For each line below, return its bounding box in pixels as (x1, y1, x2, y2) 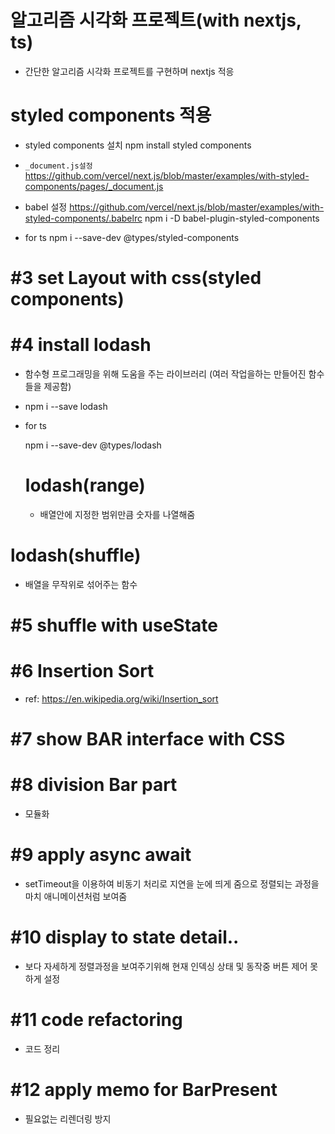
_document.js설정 (24, 161, 93, 171)
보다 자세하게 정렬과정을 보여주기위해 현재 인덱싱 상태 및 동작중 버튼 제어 (24, 961, 308, 972)
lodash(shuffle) (10, 544, 142, 567)
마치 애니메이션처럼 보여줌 (24, 891, 128, 903)
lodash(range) (24, 474, 146, 497)
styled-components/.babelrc (24, 212, 143, 224)
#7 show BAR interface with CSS (10, 728, 286, 751)
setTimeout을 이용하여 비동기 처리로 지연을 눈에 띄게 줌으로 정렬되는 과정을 (24, 878, 320, 890)
